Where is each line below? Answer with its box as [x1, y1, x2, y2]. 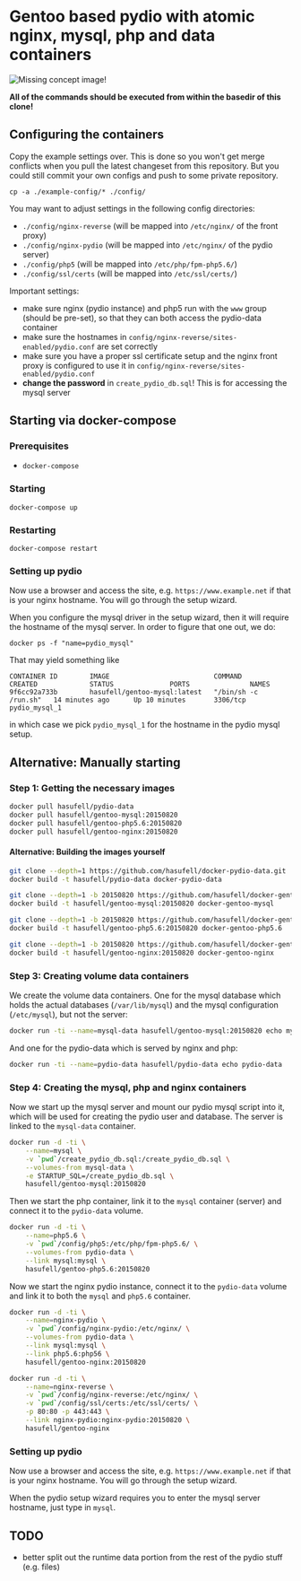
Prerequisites [9, 440, 69, 452]
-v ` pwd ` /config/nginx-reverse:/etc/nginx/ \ [25, 1391, 199, 1400]
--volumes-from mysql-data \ [25, 1163, 134, 1172]
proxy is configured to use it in [21, 360, 135, 371]
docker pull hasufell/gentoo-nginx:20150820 [9, 827, 178, 836]
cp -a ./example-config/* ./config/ [9, 187, 146, 197]
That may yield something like [9, 655, 120, 666]
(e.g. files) [21, 1561, 61, 1572]
